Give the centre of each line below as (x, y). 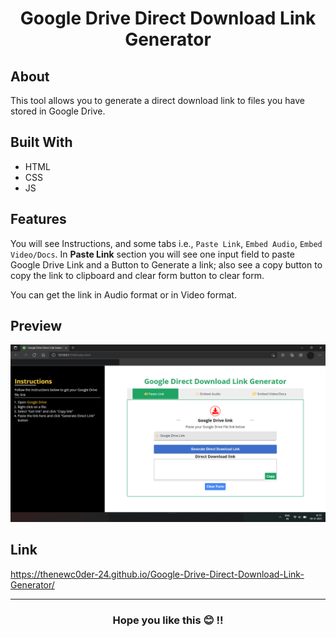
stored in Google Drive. (58, 111)
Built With (41, 142)
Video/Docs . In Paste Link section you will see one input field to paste (152, 254)
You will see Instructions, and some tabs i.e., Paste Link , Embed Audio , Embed (166, 243)
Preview (36, 326)
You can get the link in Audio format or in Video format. (123, 294)
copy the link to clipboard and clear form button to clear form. (137, 275)
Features (38, 219)
